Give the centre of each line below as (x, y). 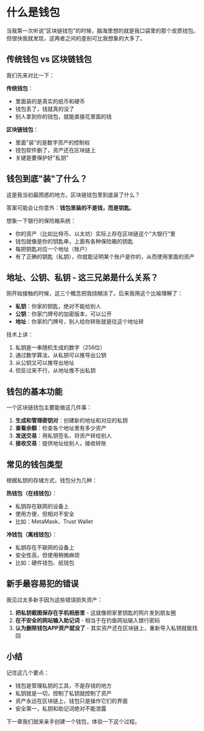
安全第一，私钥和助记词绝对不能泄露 (61, 708)
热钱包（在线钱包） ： (32, 493)
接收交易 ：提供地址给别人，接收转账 (61, 443)
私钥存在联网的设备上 (42, 506)
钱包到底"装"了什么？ (47, 179)
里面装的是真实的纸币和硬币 (50, 101)
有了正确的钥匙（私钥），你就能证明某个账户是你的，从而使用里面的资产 (105, 256)
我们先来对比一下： (31, 75)
